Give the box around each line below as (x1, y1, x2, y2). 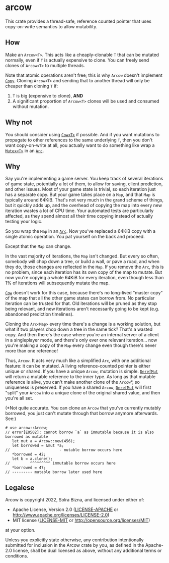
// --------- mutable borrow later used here (5, 470, 102, 475)
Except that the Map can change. (5, 243, 72, 249)
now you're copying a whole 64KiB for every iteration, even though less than (5, 275, 164, 281)
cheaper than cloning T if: (5, 83, 58, 89)
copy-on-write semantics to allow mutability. (5, 23, 98, 29)
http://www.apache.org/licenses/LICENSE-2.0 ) (12, 512, 110, 518)
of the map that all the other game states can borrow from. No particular (5, 295, 155, 301)
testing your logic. (5, 219, 43, 225)
